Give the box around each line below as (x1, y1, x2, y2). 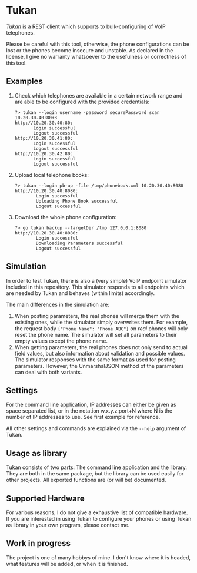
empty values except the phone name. (14, 337, 108, 344)
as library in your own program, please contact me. (6, 521, 130, 528)
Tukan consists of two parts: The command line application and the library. (6, 464, 187, 471)
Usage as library (6, 448, 68, 458)
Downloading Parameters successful (36, 240, 123, 246)
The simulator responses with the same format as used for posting (14, 356, 176, 363)
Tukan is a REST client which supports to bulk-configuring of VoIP (6, 23, 166, 30)
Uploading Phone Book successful (36, 198, 118, 204)
